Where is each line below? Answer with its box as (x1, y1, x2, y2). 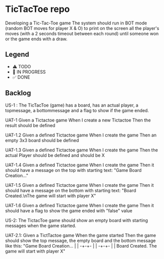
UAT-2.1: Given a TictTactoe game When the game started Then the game (5, 232, 156, 238)
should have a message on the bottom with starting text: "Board (5, 187, 136, 193)
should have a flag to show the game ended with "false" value (5, 208, 133, 214)
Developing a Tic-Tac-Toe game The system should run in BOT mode (5, 20, 147, 26)
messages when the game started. (5, 223, 76, 229)
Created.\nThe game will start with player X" (5, 193, 96, 199)
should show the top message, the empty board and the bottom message (5, 238, 156, 244)
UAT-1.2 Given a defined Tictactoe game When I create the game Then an (5, 132, 157, 138)
